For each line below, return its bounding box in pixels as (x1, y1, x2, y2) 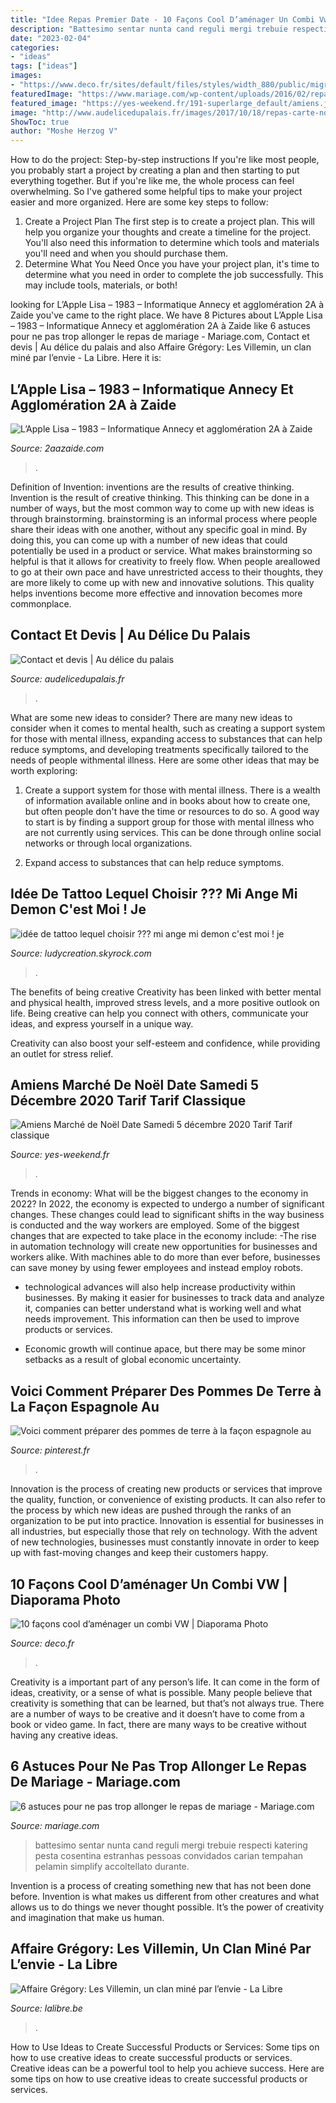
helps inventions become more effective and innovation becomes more (10, 587, 303, 599)
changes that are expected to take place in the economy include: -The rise (10, 1230, 317, 1242)
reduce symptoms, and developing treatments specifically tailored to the (10, 743, 309, 755)
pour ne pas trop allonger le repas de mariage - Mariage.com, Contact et (10, 331, 310, 343)
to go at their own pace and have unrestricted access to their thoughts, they (10, 566, 324, 578)
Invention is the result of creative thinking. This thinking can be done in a (10, 491, 310, 503)
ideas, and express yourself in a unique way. (10, 1017, 194, 1030)
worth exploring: (10, 764, 78, 776)
